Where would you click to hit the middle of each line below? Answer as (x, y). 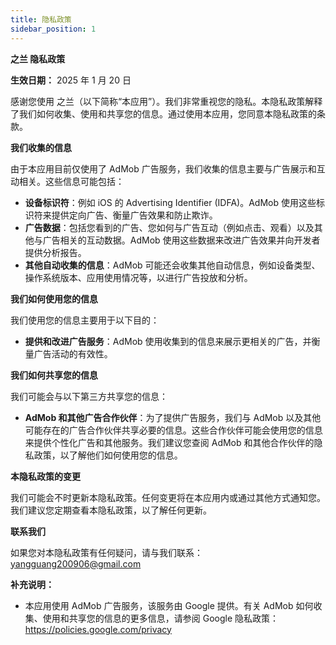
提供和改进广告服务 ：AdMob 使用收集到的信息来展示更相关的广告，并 (168, 341)
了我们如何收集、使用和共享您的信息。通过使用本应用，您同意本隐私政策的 (163, 113)
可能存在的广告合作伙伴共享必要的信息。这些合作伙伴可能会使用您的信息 (173, 430)
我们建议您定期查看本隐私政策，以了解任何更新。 (111, 510)
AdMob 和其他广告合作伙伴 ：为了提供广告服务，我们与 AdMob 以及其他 (173, 417)
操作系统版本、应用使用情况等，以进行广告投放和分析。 (138, 277)
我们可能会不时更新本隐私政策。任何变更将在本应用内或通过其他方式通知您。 (168, 497)
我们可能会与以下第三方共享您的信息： (89, 396)
